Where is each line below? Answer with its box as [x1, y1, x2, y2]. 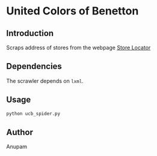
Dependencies [6, 61, 62, 71]
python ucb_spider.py [6, 110, 61, 116]
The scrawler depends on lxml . [6, 77, 84, 85]
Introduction [6, 28, 54, 38]
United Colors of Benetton [6, 4, 139, 18]
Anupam [6, 143, 28, 151]
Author [6, 127, 33, 137]
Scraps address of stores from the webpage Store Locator [6, 44, 151, 51]
